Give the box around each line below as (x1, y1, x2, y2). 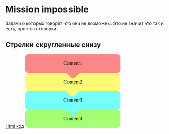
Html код (5, 123, 24, 129)
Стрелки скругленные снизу (5, 41, 102, 49)
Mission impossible (5, 4, 89, 15)
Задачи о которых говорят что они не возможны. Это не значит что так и (5, 20, 164, 26)
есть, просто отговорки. (5, 25, 58, 31)
